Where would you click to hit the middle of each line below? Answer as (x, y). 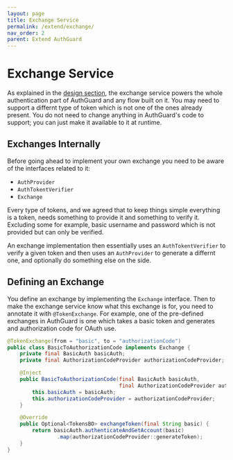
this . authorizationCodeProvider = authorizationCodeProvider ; (124, 399)
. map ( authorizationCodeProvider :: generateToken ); (130, 437)
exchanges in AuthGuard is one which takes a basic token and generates (111, 321)
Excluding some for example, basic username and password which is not (111, 224)
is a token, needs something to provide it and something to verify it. (103, 217)
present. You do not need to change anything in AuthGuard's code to (106, 115)
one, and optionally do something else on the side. (79, 260)
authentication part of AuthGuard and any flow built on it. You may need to (113, 101)
